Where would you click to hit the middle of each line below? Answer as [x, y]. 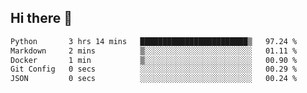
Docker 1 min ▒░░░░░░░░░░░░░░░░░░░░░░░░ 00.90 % [154, 60]
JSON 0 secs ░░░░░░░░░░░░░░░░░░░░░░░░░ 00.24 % [154, 79]
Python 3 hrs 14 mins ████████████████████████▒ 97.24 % [154, 41]
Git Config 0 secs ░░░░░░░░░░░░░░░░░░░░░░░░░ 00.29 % [154, 69]
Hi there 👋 [41, 18]
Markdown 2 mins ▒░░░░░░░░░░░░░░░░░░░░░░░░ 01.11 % [154, 51]
